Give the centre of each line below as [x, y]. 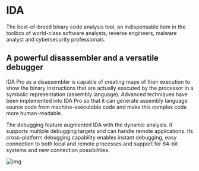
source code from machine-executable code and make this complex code [97, 107]
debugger [25, 67]
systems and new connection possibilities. [58, 150]
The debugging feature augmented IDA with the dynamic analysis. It [89, 125]
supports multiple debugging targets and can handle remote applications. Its [99, 131]
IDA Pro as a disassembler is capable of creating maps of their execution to [98, 81]
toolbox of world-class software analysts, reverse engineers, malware [91, 33]
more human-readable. [34, 113]
